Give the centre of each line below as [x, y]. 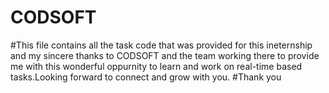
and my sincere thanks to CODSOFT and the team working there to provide [165, 55]
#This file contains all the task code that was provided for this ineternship [161, 45]
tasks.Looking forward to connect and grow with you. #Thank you [146, 77]
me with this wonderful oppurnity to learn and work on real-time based [156, 66]
